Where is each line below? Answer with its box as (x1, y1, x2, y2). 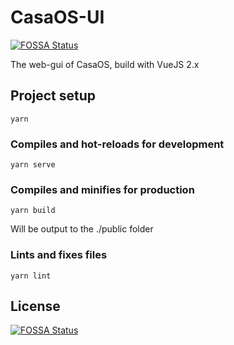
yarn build (10, 206, 56, 216)
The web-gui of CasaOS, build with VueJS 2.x (10, 58, 200, 70)
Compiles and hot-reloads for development (10, 137, 225, 151)
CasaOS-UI (10, 6, 105, 29)
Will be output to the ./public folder (10, 223, 154, 235)
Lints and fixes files (10, 248, 108, 262)
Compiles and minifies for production (10, 182, 195, 196)
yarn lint (10, 271, 52, 281)
